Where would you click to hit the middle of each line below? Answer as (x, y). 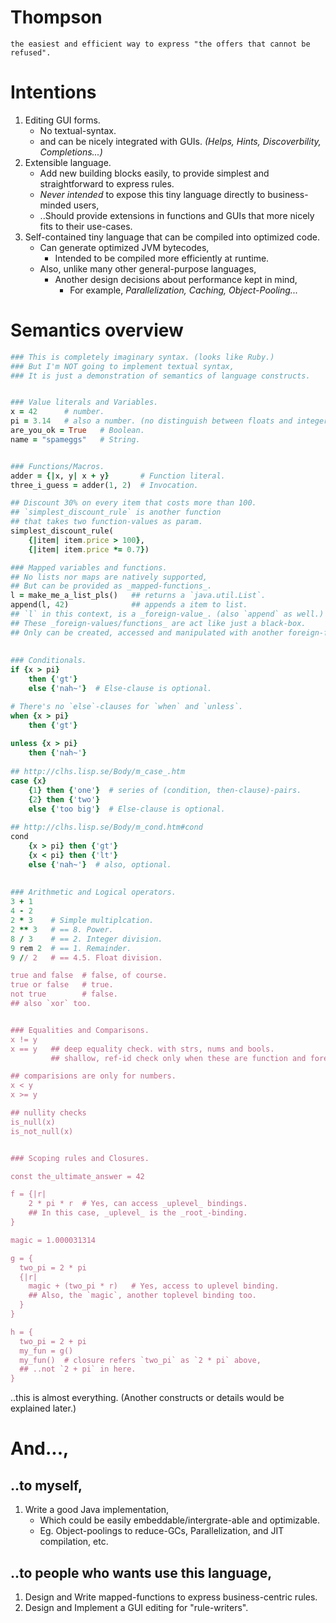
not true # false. (64, 994)
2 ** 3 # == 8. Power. (62, 929)
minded (55, 205)
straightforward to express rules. (107, 183)
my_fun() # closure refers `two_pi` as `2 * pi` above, (140, 1360)
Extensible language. (68, 162)
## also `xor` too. (51, 1004)
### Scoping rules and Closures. (80, 1158)
